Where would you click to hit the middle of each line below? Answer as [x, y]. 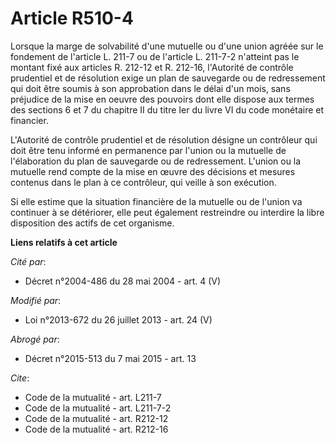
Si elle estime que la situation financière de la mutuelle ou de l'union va [156, 201]
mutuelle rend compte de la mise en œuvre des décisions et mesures [153, 171]
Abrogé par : [35, 339]
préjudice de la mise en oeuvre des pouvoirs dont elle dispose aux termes [162, 99]
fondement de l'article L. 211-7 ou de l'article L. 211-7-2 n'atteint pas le [155, 56]
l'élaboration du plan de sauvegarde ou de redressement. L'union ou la [156, 161]
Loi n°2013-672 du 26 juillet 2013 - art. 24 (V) [118, 319]
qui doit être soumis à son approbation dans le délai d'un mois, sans [150, 88]
